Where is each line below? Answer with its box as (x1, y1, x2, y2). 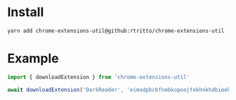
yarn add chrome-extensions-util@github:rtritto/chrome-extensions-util (7, 27, 225, 34)
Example (7, 50, 59, 66)
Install (7, 4, 44, 20)
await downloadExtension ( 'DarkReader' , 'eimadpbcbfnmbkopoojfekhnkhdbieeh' (7, 86, 234, 93)
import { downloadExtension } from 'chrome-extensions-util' (7, 73, 190, 80)
